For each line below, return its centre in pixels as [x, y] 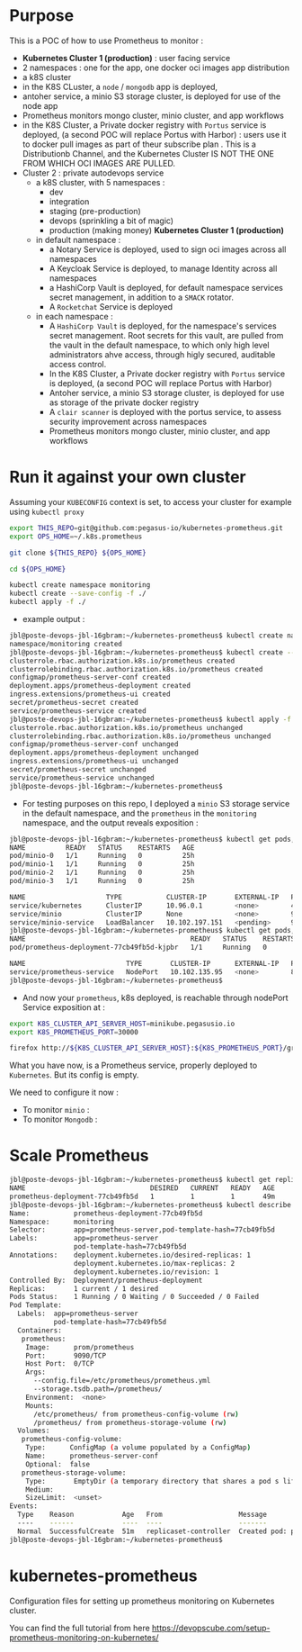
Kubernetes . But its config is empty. [74, 1075]
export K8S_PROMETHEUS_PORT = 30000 [74, 1032]
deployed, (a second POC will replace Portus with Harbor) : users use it [154, 134]
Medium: [40, 1490]
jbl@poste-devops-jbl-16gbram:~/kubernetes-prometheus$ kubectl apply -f [151, 719]
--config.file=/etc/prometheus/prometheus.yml [122, 1381]
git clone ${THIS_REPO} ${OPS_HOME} [78, 553]
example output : [53, 619]
